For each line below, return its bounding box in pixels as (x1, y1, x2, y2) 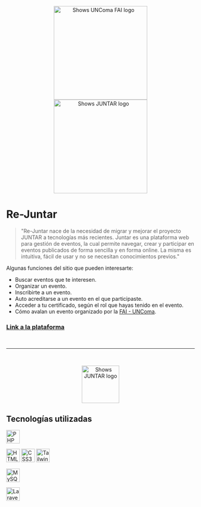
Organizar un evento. (14, 282, 67, 289)
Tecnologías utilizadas (6, 414, 92, 424)
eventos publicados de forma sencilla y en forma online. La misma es (20, 246, 191, 253)
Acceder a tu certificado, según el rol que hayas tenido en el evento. (14, 301, 184, 309)
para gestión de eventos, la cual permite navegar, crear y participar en (20, 240, 194, 247)
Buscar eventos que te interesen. (14, 276, 97, 283)
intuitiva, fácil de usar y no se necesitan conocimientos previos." (20, 252, 179, 260)
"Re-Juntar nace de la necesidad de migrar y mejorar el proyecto (20, 227, 181, 234)
